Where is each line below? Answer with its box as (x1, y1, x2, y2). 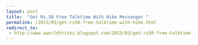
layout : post (6, 8, 38, 15)
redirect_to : (6, 25, 38, 31)
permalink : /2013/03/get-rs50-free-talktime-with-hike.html (6, 19, 157, 25)
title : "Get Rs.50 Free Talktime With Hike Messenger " (6, 14, 149, 20)
